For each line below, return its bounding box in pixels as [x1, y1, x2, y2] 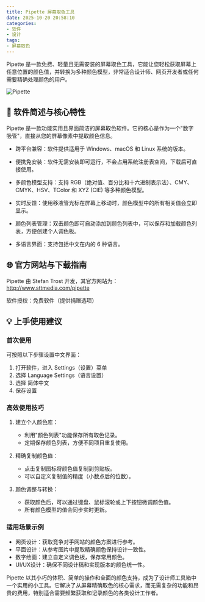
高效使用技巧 [6, 404, 45, 412]
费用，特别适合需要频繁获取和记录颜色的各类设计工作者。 [16, 589, 162, 597]
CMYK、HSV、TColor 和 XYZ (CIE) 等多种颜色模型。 [15, 186, 148, 193]
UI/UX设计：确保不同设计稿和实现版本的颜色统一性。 [15, 561, 148, 568]
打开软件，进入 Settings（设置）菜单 [15, 364, 107, 371]
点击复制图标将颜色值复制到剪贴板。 [24, 465, 116, 473]
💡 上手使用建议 [6, 316, 62, 326]
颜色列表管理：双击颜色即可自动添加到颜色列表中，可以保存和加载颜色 [15, 220, 192, 227]
